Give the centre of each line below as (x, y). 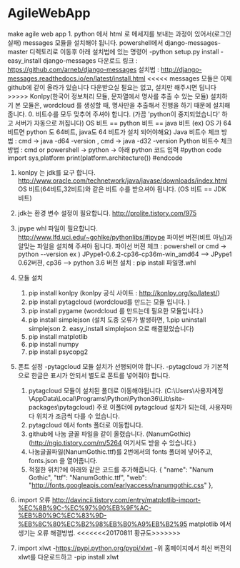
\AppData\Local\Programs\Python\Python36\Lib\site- (106, 398)
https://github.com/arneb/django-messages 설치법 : (83, 69)
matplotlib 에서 (210, 524)
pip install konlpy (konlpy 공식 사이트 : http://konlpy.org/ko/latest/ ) (124, 293)
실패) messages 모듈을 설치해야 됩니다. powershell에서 (85, 42)
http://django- (181, 69)
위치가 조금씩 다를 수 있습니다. (78, 416)
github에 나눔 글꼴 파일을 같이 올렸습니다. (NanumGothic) (110, 434)
